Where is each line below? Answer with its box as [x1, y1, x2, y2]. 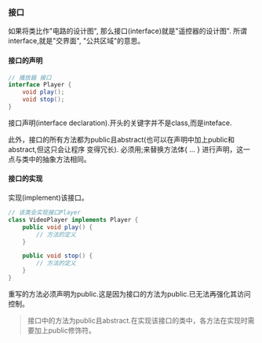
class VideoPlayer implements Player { [8, 216, 139, 223]
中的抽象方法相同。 [28, 154, 91, 164]
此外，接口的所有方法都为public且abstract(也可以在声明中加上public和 [8, 135, 235, 144]
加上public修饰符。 [34, 325, 96, 335]
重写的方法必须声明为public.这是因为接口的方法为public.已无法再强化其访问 [8, 289, 251, 298]
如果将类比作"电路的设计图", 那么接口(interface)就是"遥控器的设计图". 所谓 [8, 26, 247, 36]
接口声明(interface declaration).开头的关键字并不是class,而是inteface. [8, 118, 233, 127]
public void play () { [22, 223, 93, 231]
